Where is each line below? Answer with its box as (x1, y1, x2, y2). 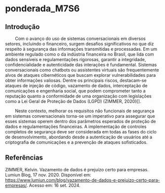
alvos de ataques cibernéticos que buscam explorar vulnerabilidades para (5, 72, 156, 78)
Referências (5, 154, 43, 162)
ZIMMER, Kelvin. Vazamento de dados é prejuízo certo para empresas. (5, 166, 149, 172)
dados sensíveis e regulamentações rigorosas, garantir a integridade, (5, 57, 146, 62)
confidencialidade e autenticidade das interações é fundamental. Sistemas (5, 62, 157, 67)
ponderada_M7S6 (5, 3, 80, 14)
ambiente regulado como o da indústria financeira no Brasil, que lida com (5, 51, 154, 57)
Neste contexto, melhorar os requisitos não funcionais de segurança (14, 108, 155, 114)
